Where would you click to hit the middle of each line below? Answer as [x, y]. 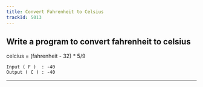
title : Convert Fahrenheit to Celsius [55, 12]
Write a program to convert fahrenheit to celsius [99, 42]
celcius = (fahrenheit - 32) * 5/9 [46, 56]
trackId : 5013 [24, 17]
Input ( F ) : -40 [31, 67]
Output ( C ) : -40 [31, 73]
